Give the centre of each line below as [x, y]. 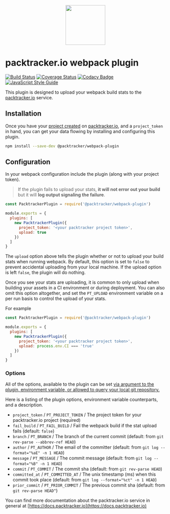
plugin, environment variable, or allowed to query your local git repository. [82, 390]
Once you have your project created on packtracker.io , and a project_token [84, 126]
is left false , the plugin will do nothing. [45, 273]
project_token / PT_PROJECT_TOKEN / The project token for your [77, 415]
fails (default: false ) [33, 431]
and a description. [24, 405]
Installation [23, 114]
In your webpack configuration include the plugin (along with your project [82, 174]
